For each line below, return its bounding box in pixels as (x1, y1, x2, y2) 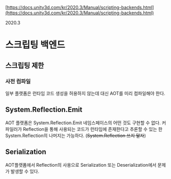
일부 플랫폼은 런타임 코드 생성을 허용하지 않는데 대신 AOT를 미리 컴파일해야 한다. (5, 90, 165, 96)
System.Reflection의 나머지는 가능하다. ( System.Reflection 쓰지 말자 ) (5, 132, 146, 139)
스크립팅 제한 (5, 61, 44, 70)
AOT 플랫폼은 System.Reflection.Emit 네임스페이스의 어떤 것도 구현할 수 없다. (5, 120, 161, 126)
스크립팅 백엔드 (5, 39, 65, 51)
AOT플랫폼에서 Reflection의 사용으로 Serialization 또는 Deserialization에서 (5, 162, 157, 168)
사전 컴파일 (5, 78, 31, 85)
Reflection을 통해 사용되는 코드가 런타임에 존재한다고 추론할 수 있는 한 (22, 126, 163, 132)
